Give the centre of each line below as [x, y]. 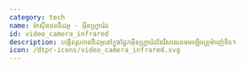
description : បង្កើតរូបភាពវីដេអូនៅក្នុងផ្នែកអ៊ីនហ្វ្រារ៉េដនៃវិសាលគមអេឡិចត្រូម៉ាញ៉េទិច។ [123, 42]
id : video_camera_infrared [59, 34]
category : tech [37, 17]
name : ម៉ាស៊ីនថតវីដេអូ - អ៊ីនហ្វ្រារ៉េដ [59, 26]
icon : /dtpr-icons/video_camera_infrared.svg [95, 50]
